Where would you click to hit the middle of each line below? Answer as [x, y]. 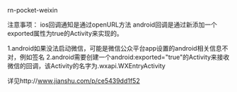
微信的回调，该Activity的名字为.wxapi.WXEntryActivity [87, 66]
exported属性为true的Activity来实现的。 [65, 33]
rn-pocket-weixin [33, 10]
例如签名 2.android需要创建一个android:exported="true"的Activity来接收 [125, 57]
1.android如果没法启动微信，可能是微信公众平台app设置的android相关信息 [115, 48]
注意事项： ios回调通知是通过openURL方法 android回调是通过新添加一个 [112, 25]
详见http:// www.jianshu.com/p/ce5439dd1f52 [74, 81]
